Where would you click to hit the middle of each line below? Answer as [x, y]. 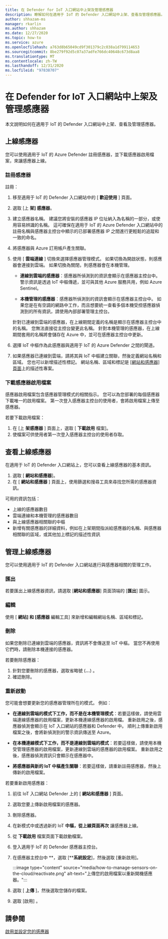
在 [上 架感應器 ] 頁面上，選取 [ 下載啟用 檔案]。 [61, 428]
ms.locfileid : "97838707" [32, 71]
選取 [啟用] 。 [26, 901]
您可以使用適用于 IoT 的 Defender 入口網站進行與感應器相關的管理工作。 [79, 565]
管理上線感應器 [28, 552]
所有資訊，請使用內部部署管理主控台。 [73, 312]
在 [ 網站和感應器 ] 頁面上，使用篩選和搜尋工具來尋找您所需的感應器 [82, 482]
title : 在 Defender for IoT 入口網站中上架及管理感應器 [59, 10]
